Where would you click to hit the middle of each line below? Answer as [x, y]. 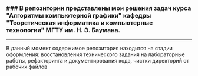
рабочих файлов [27, 67]
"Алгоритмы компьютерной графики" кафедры [79, 15]
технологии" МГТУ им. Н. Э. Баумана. [63, 30]
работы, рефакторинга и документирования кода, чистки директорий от [98, 61]
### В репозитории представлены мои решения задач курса [99, 8]
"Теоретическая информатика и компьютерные [80, 23]
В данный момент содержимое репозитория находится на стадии [89, 49]
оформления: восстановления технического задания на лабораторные [95, 54]
